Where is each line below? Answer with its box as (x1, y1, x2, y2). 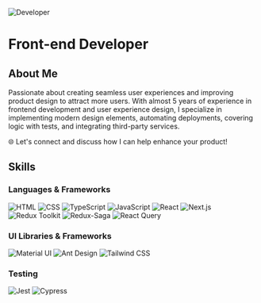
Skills (8, 160, 36, 174)
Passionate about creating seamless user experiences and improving (8, 88, 234, 97)
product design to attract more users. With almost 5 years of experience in (8, 96, 252, 105)
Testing (8, 268, 38, 279)
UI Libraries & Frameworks (8, 230, 113, 241)
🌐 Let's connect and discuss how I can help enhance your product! (8, 137, 228, 146)
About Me (8, 67, 58, 80)
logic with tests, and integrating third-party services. (8, 121, 180, 131)
